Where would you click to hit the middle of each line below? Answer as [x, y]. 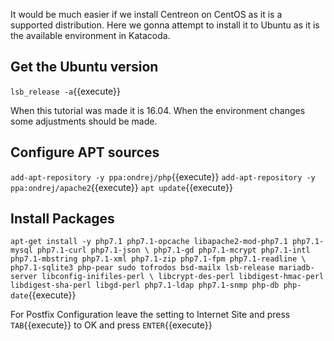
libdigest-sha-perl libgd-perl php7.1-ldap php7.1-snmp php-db [145, 285]
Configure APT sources [85, 152]
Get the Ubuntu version [84, 67]
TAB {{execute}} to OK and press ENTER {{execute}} [111, 325]
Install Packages [62, 219]
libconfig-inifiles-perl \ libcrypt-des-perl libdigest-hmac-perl [183, 277]
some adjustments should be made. [84, 121]
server [24, 277]
